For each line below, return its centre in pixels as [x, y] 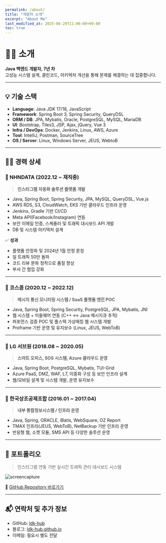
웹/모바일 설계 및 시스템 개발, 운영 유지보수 [53, 380]
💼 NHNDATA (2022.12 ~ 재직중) [42, 177]
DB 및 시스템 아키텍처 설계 [38, 229]
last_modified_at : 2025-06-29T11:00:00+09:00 [53, 24]
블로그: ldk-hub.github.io [37, 529]
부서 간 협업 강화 [28, 269]
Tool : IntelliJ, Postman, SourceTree [48, 135]
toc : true [15, 28]
